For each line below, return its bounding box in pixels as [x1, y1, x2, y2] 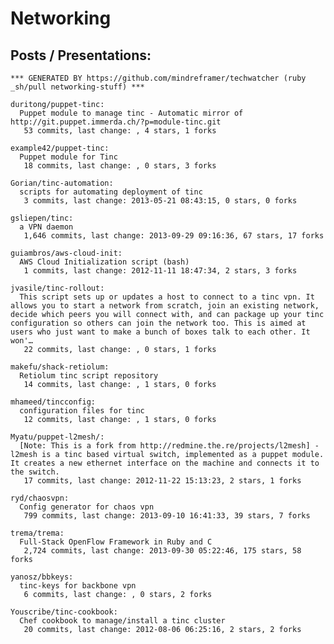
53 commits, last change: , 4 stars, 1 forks [23, 126, 217, 136]
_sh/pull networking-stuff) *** [10, 82, 145, 92]
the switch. [10, 467, 60, 477]
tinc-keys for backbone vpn [19, 581, 137, 591]
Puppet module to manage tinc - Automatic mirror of [19, 108, 244, 118]
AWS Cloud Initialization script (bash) [19, 257, 190, 267]
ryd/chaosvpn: [10, 493, 70, 503]
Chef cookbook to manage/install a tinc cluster [19, 616, 226, 626]
